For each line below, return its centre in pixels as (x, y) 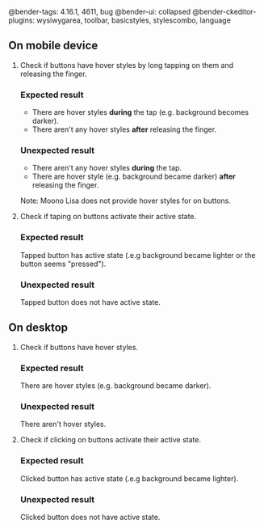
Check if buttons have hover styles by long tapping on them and (127, 65)
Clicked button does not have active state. (90, 517)
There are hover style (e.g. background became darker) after (134, 176)
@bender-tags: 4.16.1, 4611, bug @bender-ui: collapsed (100, 12)
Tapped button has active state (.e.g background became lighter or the (138, 255)
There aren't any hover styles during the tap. (107, 168)
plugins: (21, 20)
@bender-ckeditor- (224, 12)
